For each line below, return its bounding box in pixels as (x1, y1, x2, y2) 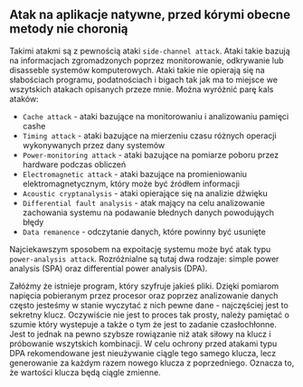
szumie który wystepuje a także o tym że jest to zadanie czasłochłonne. (9, 318, 278, 329)
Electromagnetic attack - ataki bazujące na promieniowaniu (22, 168, 247, 179)
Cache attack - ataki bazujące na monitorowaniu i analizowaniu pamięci (22, 110, 289, 121)
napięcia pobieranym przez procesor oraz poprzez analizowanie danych (9, 289, 279, 301)
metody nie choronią (9, 22, 128, 37)
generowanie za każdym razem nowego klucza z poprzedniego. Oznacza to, (9, 357, 295, 368)
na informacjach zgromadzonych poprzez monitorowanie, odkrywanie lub (9, 54, 284, 66)
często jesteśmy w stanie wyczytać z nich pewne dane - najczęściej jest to (9, 299, 289, 310)
